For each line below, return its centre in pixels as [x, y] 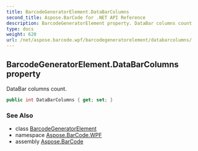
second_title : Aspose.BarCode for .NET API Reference [76, 18]
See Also [20, 115]
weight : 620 [21, 35]
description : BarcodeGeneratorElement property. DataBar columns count [99, 23]
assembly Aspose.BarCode [49, 141]
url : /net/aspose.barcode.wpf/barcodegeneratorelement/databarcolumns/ [99, 40]
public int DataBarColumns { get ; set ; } [60, 100]
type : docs [20, 29]
